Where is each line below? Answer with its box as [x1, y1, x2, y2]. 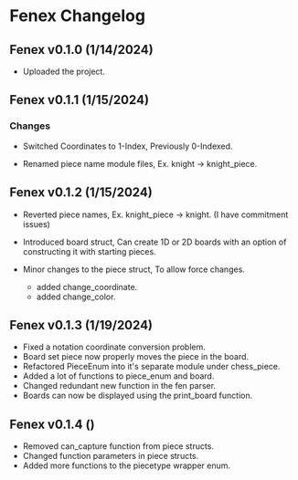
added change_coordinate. [36, 281, 138, 292]
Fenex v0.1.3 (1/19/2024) [9, 317, 154, 333]
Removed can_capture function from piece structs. [22, 441, 215, 452]
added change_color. [36, 291, 116, 302]
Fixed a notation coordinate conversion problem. [22, 341, 206, 352]
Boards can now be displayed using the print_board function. [22, 390, 253, 402]
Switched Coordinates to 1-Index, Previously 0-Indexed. [22, 141, 233, 151]
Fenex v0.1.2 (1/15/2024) [9, 184, 153, 201]
